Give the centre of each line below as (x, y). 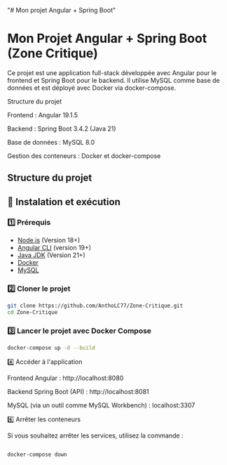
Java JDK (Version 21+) (51, 255)
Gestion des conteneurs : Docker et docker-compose (84, 156)
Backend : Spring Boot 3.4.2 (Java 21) (62, 129)
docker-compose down (37, 455)
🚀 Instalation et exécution (64, 202)
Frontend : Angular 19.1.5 (43, 114)
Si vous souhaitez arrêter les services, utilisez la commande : (95, 435)
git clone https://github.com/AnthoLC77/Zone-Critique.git (95, 306)
